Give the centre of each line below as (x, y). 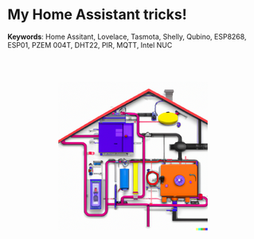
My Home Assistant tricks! (98, 15)
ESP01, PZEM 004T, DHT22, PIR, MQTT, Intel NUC (90, 44)
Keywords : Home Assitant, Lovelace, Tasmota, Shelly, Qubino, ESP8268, (127, 37)
